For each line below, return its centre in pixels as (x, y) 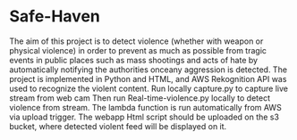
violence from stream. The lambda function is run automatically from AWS (145, 107)
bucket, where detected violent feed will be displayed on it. (118, 126)
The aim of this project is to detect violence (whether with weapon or (136, 41)
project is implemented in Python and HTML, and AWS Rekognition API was (148, 78)
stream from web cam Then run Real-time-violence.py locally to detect (140, 98)
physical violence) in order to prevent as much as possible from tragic (138, 50)
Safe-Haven (55, 16)
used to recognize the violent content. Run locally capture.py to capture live (149, 88)
